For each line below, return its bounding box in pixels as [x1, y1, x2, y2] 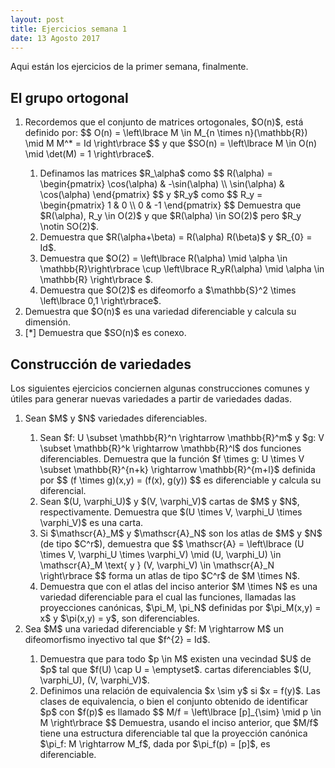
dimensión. [24, 316, 71, 328]
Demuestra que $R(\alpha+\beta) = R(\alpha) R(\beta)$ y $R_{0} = [39, 231, 313, 243]
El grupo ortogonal [10, 89, 129, 106]
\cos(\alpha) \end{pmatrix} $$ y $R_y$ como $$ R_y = [39, 189, 263, 201]
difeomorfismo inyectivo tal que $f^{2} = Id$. [24, 634, 211, 645]
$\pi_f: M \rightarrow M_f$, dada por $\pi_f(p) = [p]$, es [39, 738, 271, 750]
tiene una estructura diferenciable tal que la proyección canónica [39, 727, 308, 739]
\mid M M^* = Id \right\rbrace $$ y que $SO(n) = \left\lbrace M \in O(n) [24, 137, 318, 150]
